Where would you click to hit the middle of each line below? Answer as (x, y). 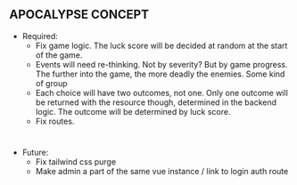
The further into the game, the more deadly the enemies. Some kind (160, 74)
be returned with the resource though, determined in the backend (156, 102)
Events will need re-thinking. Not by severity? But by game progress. (161, 64)
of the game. (59, 55)
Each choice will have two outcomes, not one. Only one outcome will (161, 92)
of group (51, 83)
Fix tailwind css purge (76, 162)
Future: (35, 152)
